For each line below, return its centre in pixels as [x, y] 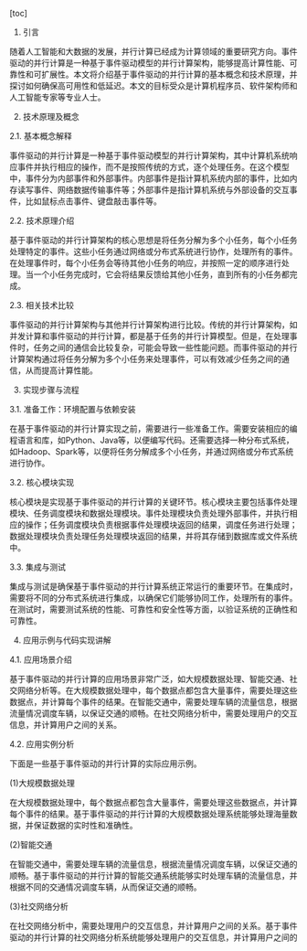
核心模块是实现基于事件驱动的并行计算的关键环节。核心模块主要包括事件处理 [153, 502]
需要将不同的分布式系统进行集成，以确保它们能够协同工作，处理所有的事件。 [153, 598]
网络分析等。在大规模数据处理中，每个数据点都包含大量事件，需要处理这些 [157, 690]
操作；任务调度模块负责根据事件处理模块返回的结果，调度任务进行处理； [161, 524]
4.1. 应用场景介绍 [41, 659]
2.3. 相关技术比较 [42, 305]
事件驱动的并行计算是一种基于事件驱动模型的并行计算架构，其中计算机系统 [149, 155]
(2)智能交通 [31, 844]
